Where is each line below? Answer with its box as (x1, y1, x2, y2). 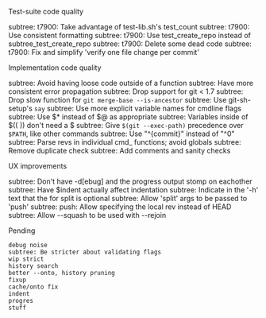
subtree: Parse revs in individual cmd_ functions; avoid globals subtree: (8, 138, 241, 146)
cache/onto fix (8, 283, 59, 291)
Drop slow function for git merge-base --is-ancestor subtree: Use (8, 95, 227, 104)
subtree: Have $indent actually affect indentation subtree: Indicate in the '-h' (8, 185, 259, 194)
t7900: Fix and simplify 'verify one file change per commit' (8, 48, 200, 56)
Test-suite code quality (8, 7, 84, 16)
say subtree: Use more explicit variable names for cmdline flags (34, 103, 242, 113)
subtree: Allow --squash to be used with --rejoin (8, 211, 167, 219)
